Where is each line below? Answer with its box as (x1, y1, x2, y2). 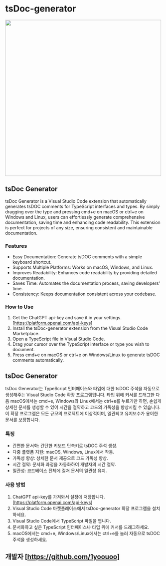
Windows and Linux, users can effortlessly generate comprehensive (5, 214, 145, 220)
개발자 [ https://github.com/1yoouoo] (5, 553, 120, 561)
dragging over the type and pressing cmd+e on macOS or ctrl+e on (5, 208, 144, 215)
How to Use (5, 303, 34, 310)
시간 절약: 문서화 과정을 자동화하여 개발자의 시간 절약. (12, 462, 116, 468)
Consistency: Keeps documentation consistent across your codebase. (12, 291, 157, 297)
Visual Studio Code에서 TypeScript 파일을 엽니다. (12, 518, 111, 524)
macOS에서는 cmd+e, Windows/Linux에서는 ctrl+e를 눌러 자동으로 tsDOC (12, 530, 161, 536)
